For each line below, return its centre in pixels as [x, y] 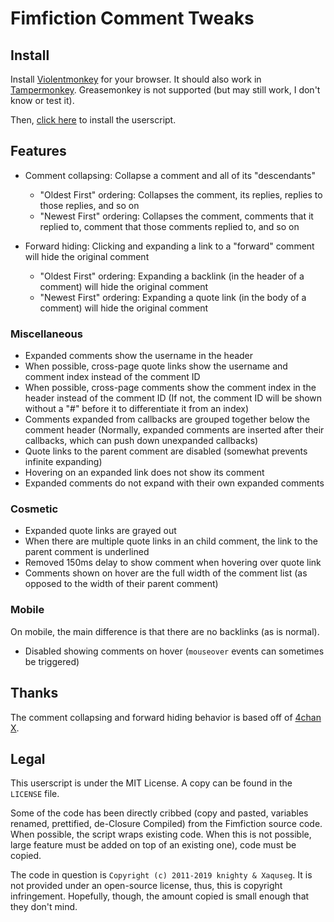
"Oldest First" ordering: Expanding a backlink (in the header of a [172, 276]
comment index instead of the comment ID [112, 377]
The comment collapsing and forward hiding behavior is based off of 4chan [166, 717]
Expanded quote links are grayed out [100, 531]
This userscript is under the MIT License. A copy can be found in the [151, 783]
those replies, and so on [89, 205]
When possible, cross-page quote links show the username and [156, 366]
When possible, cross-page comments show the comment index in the [170, 388]
